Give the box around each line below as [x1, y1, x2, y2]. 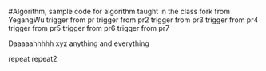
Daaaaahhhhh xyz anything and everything [8, 39, 149, 48]
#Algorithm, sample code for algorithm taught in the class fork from [8, 7, 230, 16]
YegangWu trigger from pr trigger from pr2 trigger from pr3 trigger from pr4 [8, 15, 259, 24]
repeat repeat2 [8, 54, 58, 63]
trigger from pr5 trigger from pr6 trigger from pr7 [8, 24, 170, 32]
